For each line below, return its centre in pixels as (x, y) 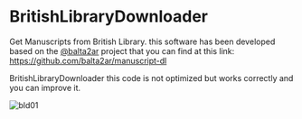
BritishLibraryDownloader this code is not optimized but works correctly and (151, 78)
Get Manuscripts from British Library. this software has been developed (142, 41)
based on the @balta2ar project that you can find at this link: (122, 50)
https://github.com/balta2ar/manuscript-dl (88, 60)
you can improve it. (45, 87)
